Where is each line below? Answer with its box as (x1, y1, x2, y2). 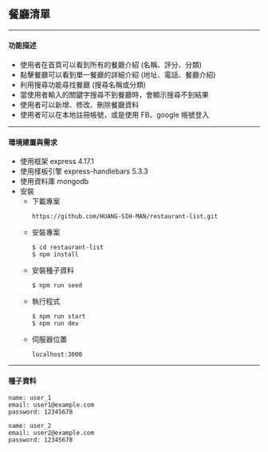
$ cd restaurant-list (31, 243, 104, 252)
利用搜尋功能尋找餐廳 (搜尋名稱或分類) (19, 80, 146, 90)
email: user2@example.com (8, 429, 94, 438)
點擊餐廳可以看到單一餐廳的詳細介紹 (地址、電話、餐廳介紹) (19, 70, 216, 80)
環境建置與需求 (8, 137, 57, 146)
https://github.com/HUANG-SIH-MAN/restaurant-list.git (31, 213, 218, 221)
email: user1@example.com (8, 401, 94, 410)
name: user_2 (8, 422, 52, 430)
